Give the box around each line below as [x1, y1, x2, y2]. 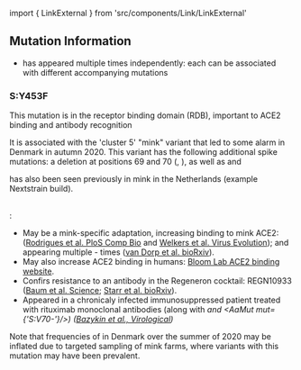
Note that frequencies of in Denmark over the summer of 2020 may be [9, 331, 272, 342]
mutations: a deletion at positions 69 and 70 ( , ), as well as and [9, 157, 242, 167]
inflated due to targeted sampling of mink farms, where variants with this [9, 341, 279, 352]
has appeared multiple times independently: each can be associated [22, 58, 277, 68]
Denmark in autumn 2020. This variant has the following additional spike [9, 147, 278, 158]
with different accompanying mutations [22, 67, 169, 77]
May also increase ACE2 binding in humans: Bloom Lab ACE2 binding [22, 257, 280, 267]
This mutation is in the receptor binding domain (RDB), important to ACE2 [9, 110, 281, 121]
